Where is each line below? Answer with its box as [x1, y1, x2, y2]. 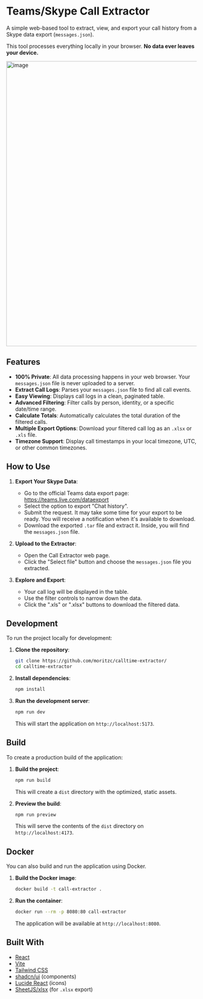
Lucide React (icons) [14, 979, 67, 986]
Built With [6, 937, 44, 947]
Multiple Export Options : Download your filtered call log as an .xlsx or [14, 425, 192, 432]
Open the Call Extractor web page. [24, 551, 111, 559]
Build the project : [14, 765, 59, 773]
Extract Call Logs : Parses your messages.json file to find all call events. [14, 386, 192, 393]
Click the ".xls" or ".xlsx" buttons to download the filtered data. [24, 600, 180, 608]
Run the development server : [14, 698, 90, 704]
